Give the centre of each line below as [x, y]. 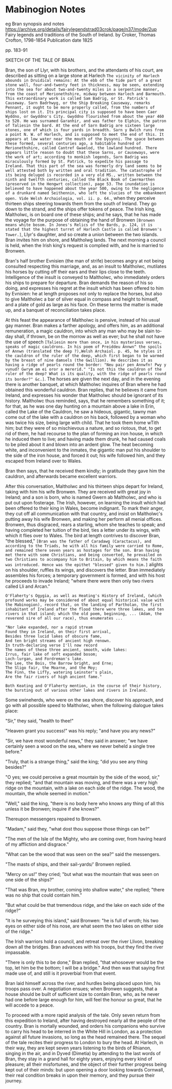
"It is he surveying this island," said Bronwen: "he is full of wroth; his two [82, 920]
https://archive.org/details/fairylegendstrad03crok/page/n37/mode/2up [81, 29]
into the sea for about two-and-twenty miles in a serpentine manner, [82, 89]
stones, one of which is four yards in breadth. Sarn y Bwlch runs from [85, 130]
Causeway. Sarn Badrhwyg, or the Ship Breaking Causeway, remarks [78, 103]
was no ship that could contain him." [44, 895]
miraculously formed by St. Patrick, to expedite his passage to [77, 161]
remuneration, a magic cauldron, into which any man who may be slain [80, 331]
